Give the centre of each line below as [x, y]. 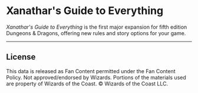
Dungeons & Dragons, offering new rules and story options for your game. [96, 33]
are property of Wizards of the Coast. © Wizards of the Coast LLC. [87, 84]
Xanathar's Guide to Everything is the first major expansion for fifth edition [97, 27]
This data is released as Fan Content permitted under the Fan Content [91, 71]
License [21, 57]
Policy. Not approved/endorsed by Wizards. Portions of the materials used [96, 77]
